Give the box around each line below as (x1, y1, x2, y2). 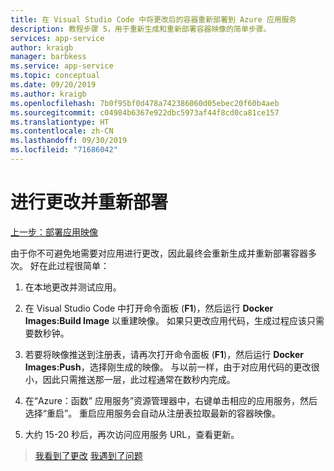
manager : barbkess (10, 52, 87, 62)
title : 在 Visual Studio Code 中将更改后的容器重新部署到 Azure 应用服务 (10, 14, 297, 25)
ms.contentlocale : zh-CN (10, 126, 114, 136)
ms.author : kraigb (10, 89, 87, 99)
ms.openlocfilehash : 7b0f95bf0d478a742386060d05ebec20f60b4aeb (10, 98, 280, 108)
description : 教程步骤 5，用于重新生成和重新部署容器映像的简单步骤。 (10, 24, 272, 34)
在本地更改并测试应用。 (24, 281, 122, 293)
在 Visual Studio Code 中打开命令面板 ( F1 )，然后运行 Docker (24, 302, 274, 314)
